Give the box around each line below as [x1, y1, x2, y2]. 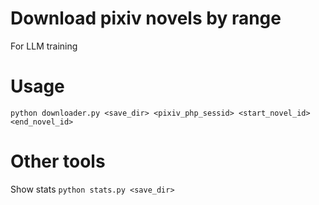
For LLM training [10, 40, 78, 52]
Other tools [10, 150, 106, 173]
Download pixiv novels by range [10, 7, 282, 30]
